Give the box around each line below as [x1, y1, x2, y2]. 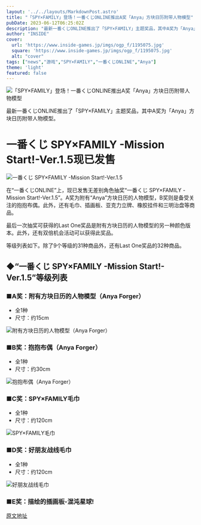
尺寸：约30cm [14, 366, 51, 373]
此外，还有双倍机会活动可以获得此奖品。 [16, 229, 117, 236]
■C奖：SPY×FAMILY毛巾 [6, 394, 80, 403]
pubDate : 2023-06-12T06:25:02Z [6, 20, 84, 26]
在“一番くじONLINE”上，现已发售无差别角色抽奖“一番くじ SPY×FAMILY [6, 187, 182, 194]
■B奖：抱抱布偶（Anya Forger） [6, 343, 102, 351]
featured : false [6, 70, 47, 76]
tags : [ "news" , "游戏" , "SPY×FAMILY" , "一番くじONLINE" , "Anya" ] [6, 59, 157, 65]
